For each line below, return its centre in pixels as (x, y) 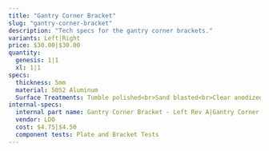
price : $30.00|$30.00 (44, 46)
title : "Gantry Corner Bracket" (62, 16)
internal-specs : (35, 105)
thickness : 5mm (41, 82)
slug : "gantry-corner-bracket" (60, 23)
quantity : (25, 53)
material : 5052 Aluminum (57, 90)
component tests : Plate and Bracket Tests (87, 134)
